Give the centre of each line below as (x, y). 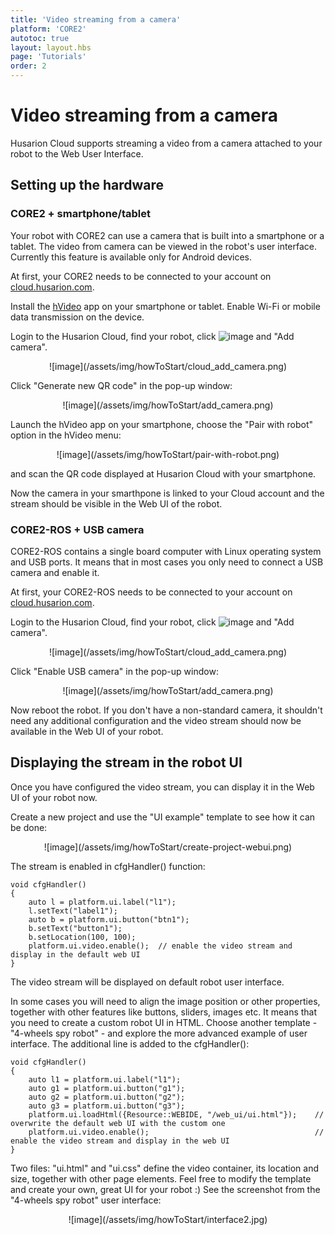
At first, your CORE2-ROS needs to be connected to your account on (151, 592)
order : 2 (28, 66)
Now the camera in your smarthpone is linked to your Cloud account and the (167, 493)
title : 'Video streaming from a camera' (96, 19)
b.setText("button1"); (75, 928)
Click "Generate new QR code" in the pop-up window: (121, 385)
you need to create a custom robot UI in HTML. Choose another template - (164, 1022)
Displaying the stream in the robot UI (126, 762)
